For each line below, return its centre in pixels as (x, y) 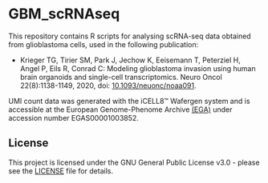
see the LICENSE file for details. (61, 171)
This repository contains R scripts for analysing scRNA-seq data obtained (130, 36)
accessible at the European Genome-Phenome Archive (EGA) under (120, 109)
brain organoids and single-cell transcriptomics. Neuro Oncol (121, 77)
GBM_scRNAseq (64, 14)
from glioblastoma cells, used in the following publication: (104, 44)
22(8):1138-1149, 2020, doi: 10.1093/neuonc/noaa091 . (108, 86)
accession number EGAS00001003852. (73, 117)
